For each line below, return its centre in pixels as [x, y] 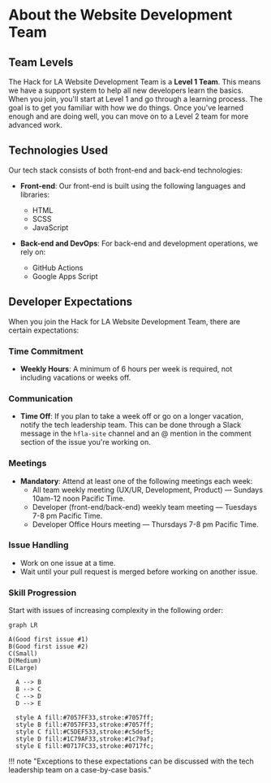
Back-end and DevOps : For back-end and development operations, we [139, 243]
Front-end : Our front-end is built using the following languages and [133, 185]
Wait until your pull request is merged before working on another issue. [139, 572]
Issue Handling [39, 545]
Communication [41, 398]
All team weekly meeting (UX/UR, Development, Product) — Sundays [148, 489]
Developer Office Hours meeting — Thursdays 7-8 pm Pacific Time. [146, 524]
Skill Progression [43, 593]
